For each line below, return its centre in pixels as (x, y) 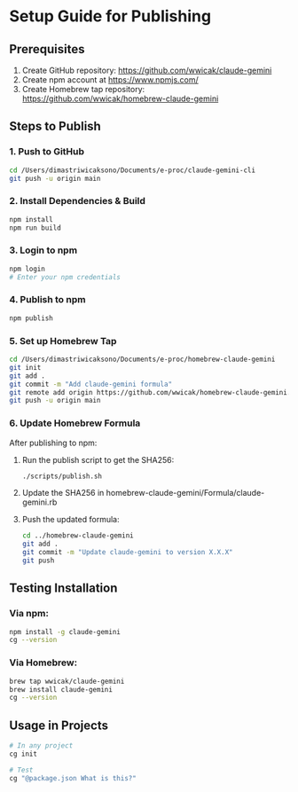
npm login (27, 269)
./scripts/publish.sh (62, 476)
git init (25, 367)
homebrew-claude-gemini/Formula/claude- (185, 493)
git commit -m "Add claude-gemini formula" (91, 384)
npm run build (35, 228)
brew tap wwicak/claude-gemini (67, 681)
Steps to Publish (55, 126)
